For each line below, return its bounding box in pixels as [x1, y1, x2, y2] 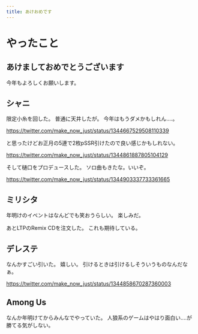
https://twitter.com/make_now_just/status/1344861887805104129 [6, 151, 168, 159]
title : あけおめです [6, 8, 52, 15]
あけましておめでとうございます [6, 62, 124, 72]
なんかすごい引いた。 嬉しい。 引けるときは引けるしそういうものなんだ [6, 261, 183, 268]
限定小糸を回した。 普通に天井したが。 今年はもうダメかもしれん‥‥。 [6, 115, 178, 123]
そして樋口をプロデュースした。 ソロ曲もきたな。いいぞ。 [6, 164, 149, 171]
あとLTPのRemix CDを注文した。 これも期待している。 [6, 224, 141, 232]
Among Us [6, 297, 47, 308]
